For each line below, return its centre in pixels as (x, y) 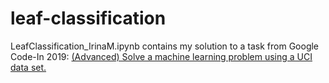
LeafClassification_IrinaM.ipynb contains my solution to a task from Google (165, 46)
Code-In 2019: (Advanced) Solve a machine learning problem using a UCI (161, 56)
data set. (28, 67)
